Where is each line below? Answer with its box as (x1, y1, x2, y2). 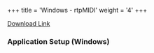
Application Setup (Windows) (7, 36, 110, 46)
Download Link (7, 20, 50, 27)
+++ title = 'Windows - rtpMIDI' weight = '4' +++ (7, 6, 148, 14)
